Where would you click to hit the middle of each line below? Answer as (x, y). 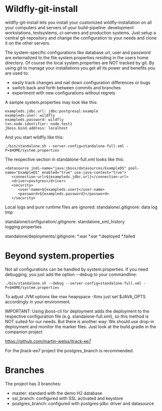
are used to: (17, 73)
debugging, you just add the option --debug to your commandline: (71, 274)
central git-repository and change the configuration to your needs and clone (81, 38)
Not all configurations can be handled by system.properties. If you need (77, 269)
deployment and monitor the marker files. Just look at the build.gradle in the (81, 326)
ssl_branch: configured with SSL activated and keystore (67, 398)
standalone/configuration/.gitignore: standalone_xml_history (65, 222)
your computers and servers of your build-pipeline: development (69, 27)
